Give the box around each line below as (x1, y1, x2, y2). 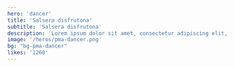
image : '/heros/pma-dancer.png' (7, 36, 102, 43)
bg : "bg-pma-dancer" (7, 43, 68, 50)
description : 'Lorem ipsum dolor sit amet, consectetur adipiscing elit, (7, 29, 228, 37)
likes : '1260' (7, 50, 49, 57)
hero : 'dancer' (7, 10, 52, 17)
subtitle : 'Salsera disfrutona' (7, 23, 102, 30)
